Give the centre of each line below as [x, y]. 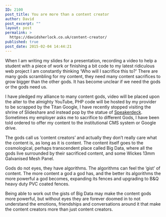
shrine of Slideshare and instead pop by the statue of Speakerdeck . [74, 112]
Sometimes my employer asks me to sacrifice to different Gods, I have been [82, 117]
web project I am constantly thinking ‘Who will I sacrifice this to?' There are [82, 71]
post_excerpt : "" [23, 23]
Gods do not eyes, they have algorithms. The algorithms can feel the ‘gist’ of [83, 168]
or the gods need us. [26, 87]
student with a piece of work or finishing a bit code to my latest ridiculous [80, 66]
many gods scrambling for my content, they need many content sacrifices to [83, 76]
